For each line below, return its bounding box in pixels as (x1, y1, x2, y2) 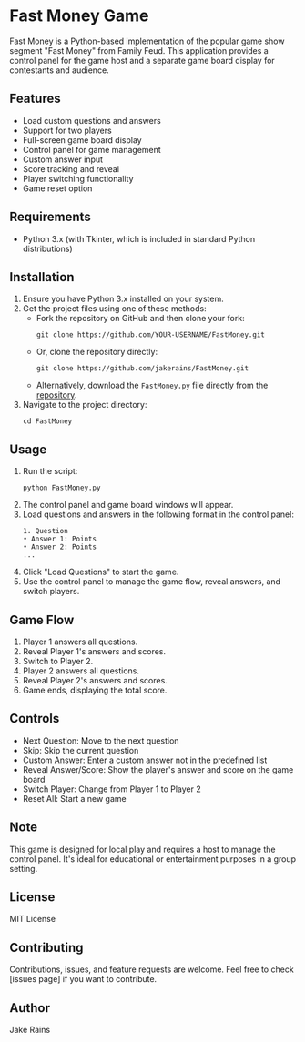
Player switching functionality (22, 173, 134, 184)
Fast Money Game (9, 5, 149, 26)
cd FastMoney (22, 417, 73, 426)
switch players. (22, 586, 80, 597)
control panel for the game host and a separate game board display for (9, 55, 275, 66)
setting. (9, 863, 38, 874)
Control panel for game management (22, 144, 161, 155)
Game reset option (22, 183, 93, 194)
